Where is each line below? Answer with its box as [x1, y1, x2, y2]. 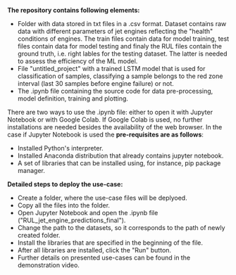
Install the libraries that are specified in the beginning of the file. [17, 238, 203, 247]
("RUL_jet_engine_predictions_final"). [17, 216, 126, 224]
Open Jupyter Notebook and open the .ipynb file [17, 209, 159, 217]
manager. [17, 167, 46, 174]
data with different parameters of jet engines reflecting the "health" [17, 27, 213, 35]
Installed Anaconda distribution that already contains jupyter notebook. [17, 151, 224, 160]
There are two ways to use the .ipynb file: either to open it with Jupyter [7, 108, 213, 116]
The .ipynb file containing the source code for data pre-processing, [17, 87, 213, 95]
